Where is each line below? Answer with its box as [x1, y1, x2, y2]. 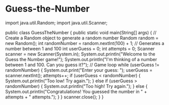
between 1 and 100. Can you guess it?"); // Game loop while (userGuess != [5, 62, 160, 68]
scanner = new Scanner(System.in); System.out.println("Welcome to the [5, 51, 155, 57]
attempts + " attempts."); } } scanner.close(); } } [5, 94, 104, 100]
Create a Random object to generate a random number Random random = [5, 35, 159, 41]
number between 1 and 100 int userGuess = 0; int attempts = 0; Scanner [5, 45, 155, 51]
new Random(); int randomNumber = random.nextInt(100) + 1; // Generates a [5, 40, 164, 46]
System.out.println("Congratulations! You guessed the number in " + [5, 88, 147, 94]
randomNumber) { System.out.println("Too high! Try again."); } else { [5, 83, 148, 89]
